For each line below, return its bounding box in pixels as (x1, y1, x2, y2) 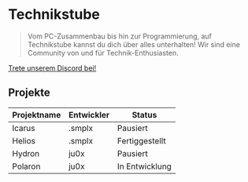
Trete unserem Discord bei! (8, 63, 97, 72)
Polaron (12, 161, 41, 172)
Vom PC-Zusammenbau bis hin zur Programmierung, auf (27, 31, 213, 41)
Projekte (8, 86, 50, 100)
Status (131, 109, 157, 120)
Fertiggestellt (117, 135, 167, 146)
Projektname (12, 109, 61, 120)
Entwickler (68, 109, 110, 120)
